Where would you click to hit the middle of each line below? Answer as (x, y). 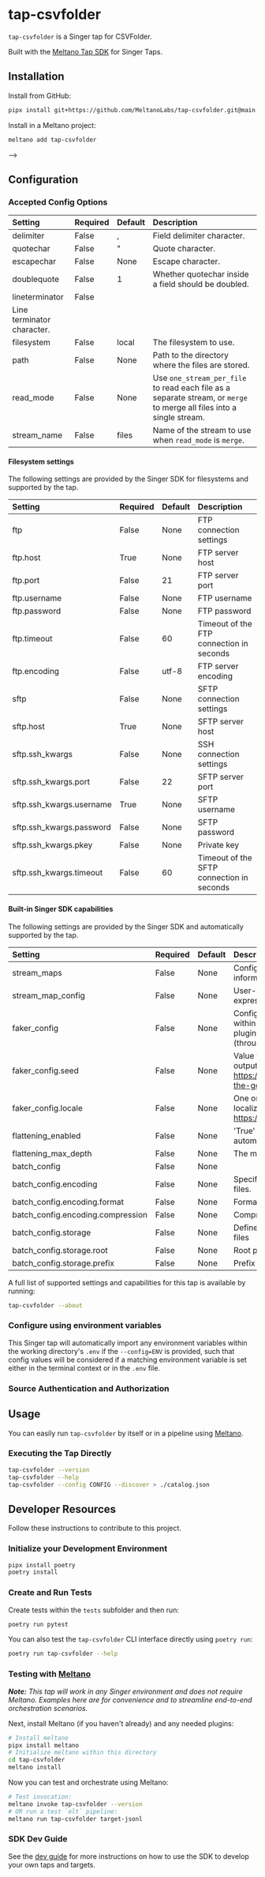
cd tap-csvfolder (37, 1760)
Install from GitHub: (40, 96)
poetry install (33, 1572)
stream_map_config (49, 995)
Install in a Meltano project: (52, 125)
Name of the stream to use (202, 431)
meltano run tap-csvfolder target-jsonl (76, 1819)
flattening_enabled (47, 1135)
